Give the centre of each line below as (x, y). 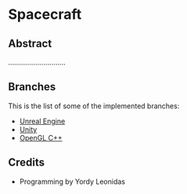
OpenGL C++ (41, 137)
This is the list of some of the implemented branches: (94, 106)
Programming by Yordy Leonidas (72, 181)
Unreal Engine (42, 121)
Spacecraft (45, 15)
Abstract (30, 44)
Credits (27, 163)
